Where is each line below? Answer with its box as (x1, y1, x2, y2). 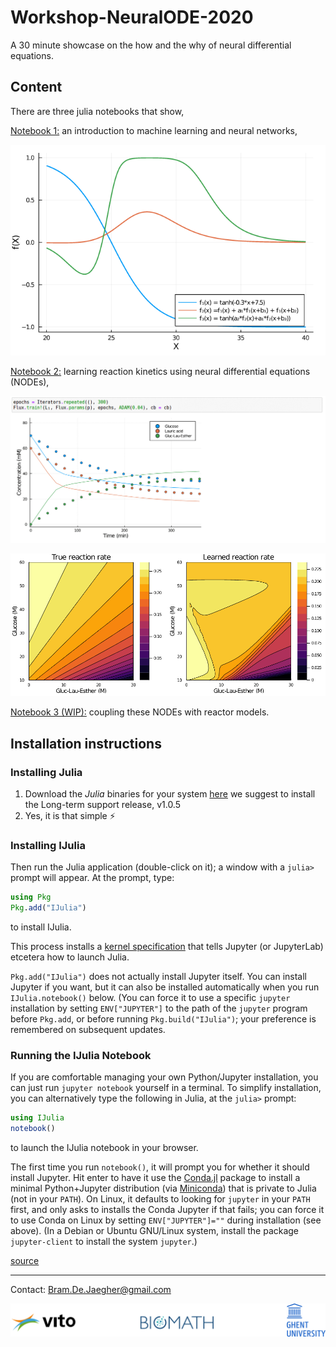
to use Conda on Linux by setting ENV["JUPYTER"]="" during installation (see (10, 1214, 322, 1226)
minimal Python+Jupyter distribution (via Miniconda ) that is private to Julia (10, 1182, 317, 1195)
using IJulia (10, 1113, 65, 1123)
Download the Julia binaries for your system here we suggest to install (24, 788, 316, 800)
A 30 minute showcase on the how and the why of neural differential (10, 39, 292, 51)
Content (10, 79, 63, 96)
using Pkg (10, 892, 52, 903)
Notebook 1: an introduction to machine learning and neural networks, (10, 124, 298, 136)
